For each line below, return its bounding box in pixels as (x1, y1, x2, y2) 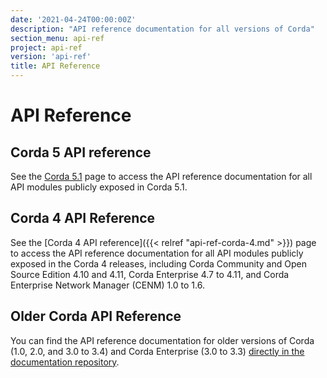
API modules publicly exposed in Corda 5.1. (10, 181, 188, 193)
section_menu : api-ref (10, 33, 105, 43)
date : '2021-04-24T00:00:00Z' (10, 14, 137, 25)
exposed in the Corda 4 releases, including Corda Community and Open (10, 257, 307, 270)
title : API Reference (10, 61, 101, 71)
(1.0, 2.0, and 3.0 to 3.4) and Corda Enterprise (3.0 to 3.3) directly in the (10, 345, 305, 357)
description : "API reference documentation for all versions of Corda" (10, 24, 315, 34)
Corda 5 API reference (10, 144, 152, 161)
